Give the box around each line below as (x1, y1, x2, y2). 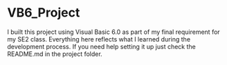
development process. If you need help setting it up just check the (7, 42, 196, 50)
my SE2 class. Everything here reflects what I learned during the (7, 35, 191, 43)
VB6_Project (7, 5, 80, 21)
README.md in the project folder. (7, 50, 102, 58)
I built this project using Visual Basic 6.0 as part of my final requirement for (7, 28, 220, 36)
